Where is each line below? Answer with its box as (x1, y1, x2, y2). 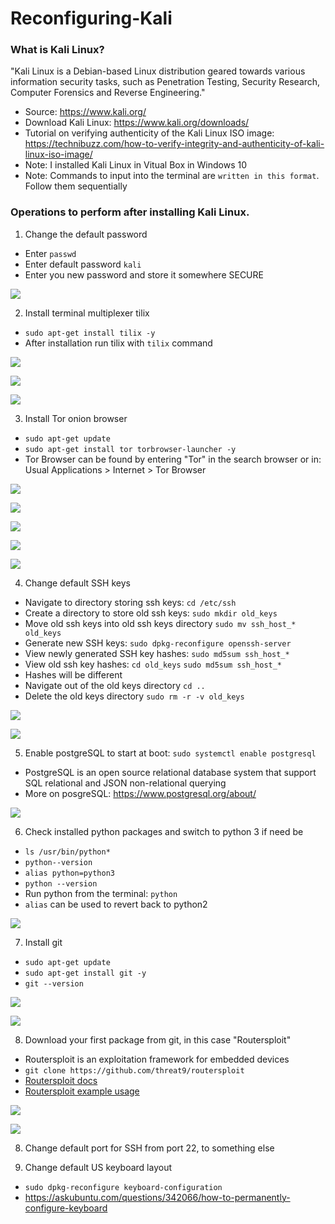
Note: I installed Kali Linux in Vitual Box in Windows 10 (24, 159, 248, 171)
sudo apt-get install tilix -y (24, 328, 156, 338)
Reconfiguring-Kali (10, 7, 173, 30)
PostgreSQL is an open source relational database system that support (24, 766, 317, 778)
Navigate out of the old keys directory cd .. (24, 679, 206, 691)
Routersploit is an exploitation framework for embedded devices (24, 1053, 290, 1065)
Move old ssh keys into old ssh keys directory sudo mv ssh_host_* (24, 617, 297, 629)
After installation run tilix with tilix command (24, 337, 213, 349)
